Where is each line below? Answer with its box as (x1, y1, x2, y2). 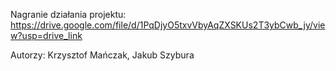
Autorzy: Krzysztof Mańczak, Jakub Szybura (10, 49, 195, 61)
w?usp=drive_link (10, 30, 83, 41)
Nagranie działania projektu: (10, 9, 127, 20)
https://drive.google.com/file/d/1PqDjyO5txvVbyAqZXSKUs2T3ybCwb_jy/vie (10, 19, 326, 31)
